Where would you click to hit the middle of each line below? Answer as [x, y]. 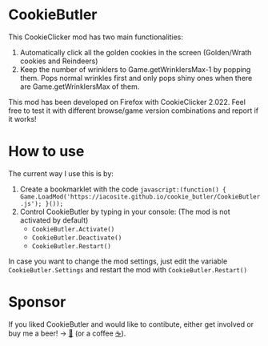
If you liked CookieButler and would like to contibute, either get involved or [131, 324]
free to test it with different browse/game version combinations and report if [133, 111]
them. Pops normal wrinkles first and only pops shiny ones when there [136, 78]
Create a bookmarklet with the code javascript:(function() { [123, 189]
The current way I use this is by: [61, 173]
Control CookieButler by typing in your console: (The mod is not [125, 211]
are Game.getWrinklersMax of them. [80, 86]
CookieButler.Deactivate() [77, 238]
